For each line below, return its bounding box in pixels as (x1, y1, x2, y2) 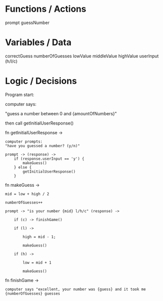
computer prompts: (5, 139, 43, 144)
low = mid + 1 (23, 260, 52, 265)
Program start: (5, 92, 34, 98)
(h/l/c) (5, 58, 18, 64)
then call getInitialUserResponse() (5, 120, 74, 126)
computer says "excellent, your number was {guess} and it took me (5, 287, 146, 292)
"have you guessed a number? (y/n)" (5, 143, 80, 148)
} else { (14, 165, 32, 170)
